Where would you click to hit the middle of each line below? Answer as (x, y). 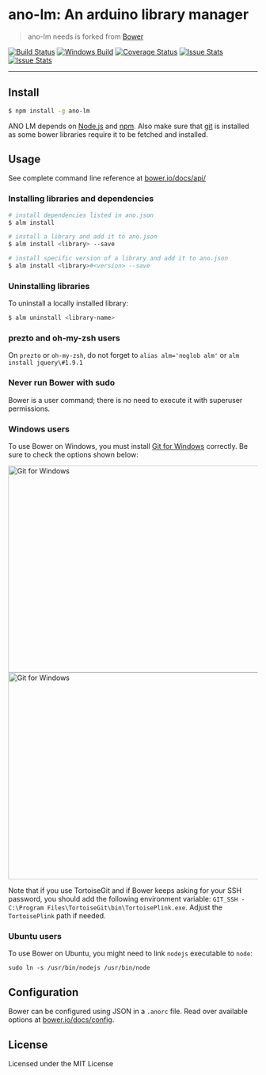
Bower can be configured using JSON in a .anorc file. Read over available (128, 1012)
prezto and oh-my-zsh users (64, 338)
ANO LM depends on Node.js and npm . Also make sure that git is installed (129, 126)
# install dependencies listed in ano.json (81, 215)
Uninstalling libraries (49, 286)
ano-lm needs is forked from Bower (85, 36)
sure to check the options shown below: (73, 455)
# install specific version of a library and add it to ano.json (118, 259)
